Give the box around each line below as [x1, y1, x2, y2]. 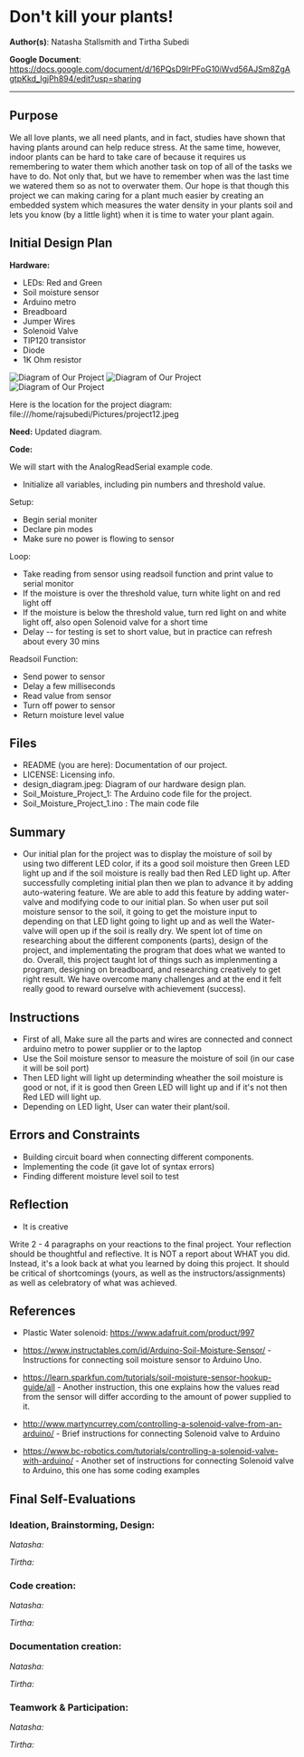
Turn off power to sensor [22, 700, 116, 711]
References [9, 1304, 76, 1319]
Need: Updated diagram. [9, 426, 102, 437]
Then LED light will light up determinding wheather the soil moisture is [22, 1073, 283, 1082]
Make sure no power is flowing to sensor [22, 533, 175, 544]
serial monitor [22, 578, 74, 588]
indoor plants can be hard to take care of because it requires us [9, 151, 247, 162]
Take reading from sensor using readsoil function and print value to [22, 568, 274, 579]
